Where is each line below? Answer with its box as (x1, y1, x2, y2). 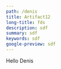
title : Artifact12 (6, 14, 51, 20)
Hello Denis (6, 57, 34, 64)
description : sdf (6, 25, 48, 31)
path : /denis (6, 8, 38, 15)
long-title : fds (6, 19, 45, 25)
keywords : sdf (6, 36, 41, 42)
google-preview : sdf (6, 42, 56, 47)
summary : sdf (6, 30, 38, 36)
